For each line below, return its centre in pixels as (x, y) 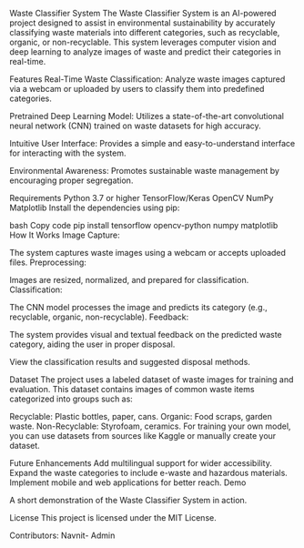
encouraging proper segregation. (71, 180)
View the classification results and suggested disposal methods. (130, 362)
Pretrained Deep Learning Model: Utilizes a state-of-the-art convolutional (147, 116)
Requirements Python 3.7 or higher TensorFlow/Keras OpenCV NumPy (142, 198)
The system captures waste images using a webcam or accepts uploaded (148, 253)
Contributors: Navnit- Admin (62, 535)
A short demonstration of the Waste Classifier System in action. (128, 500)
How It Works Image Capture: (65, 235)
